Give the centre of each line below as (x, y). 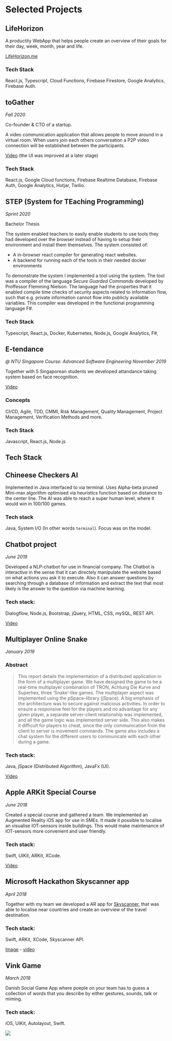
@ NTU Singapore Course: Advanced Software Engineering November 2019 (86, 361)
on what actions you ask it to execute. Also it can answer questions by (80, 578)
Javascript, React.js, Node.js (35, 441)
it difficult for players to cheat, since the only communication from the (92, 725)
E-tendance (25, 349)
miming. (14, 999)
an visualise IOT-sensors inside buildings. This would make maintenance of (85, 826)
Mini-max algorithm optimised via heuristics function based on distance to (84, 493)
